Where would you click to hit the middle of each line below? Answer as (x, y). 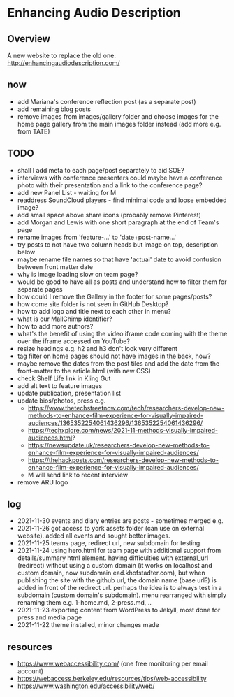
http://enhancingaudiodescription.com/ (64, 63)
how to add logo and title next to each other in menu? (94, 311)
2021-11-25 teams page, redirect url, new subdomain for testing (109, 543)
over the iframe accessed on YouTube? (74, 341)
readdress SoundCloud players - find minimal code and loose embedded (122, 200)
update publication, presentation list (69, 393)
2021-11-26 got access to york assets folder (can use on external (111, 529)
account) (30, 671)
